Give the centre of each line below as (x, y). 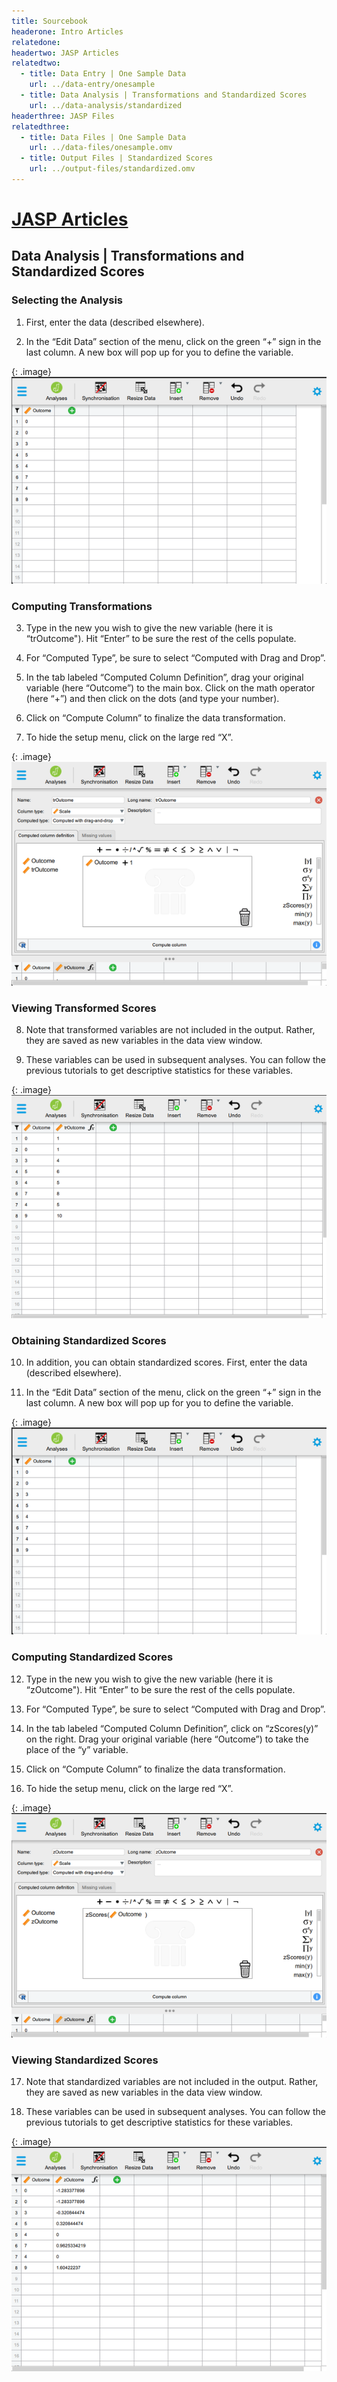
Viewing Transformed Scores (84, 1008)
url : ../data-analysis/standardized (106, 105)
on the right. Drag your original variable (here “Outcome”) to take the (167, 1739)
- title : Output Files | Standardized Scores (117, 158)
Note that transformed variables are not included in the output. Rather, (170, 1030)
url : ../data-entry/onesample (92, 85)
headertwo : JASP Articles (65, 53)
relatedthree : (41, 126)
